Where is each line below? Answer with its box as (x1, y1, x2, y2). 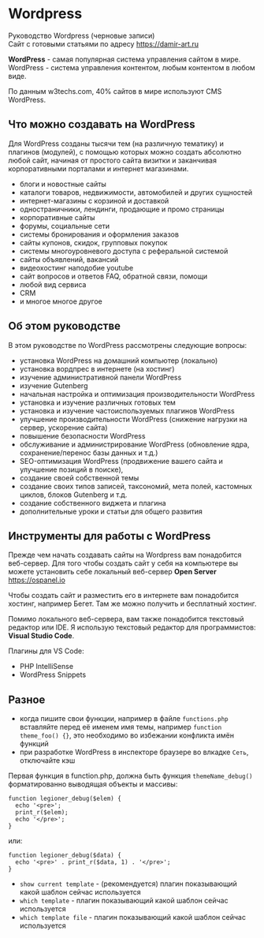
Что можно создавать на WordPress (8, 118, 195, 131)
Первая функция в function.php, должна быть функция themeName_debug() (8, 771, 254, 781)
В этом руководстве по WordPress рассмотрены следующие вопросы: (8, 340, 247, 349)
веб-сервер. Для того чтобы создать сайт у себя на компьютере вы (8, 559, 239, 568)
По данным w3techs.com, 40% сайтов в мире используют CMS (8, 86, 222, 95)
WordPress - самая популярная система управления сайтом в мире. (8, 54, 241, 64)
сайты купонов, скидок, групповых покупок (19, 237, 168, 247)
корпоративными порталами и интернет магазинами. (8, 163, 189, 174)
